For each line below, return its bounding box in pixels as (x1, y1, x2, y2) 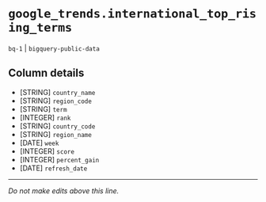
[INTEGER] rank (19, 112, 71, 122)
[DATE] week (19, 138, 59, 147)
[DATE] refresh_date (19, 163, 88, 173)
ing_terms (8, 21, 73, 36)
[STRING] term (19, 104, 67, 113)
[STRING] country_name (19, 87, 96, 97)
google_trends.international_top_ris (8, 6, 257, 21)
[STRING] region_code (19, 96, 93, 105)
